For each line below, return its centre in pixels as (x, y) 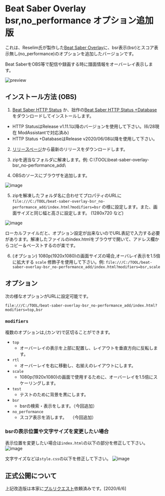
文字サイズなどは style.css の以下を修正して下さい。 (58, 459)
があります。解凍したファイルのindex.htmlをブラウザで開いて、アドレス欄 (80, 239)
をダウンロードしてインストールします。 (53, 116)
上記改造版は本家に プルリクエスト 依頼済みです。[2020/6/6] (66, 488)
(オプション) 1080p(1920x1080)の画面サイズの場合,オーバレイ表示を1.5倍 (86, 256)
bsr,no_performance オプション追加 (79, 21)
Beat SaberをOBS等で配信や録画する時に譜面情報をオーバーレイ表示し (77, 64)
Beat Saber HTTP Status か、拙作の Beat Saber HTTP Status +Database (84, 109)
